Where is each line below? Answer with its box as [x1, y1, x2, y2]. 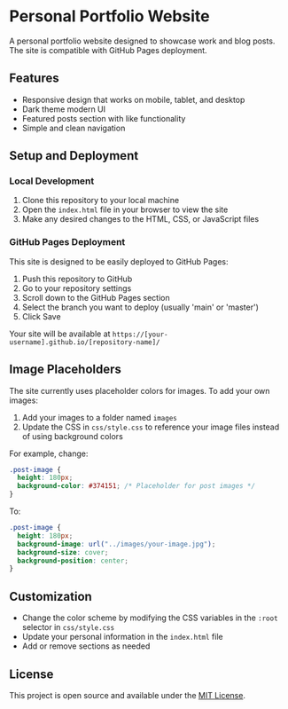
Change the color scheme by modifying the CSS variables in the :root [21, 612, 278, 623]
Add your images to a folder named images [21, 412, 177, 422]
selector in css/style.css [21, 622, 115, 633]
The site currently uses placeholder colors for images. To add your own [9, 385, 270, 396]
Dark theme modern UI [21, 104, 106, 114]
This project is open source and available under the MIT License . [9, 689, 246, 700]
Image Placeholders [9, 362, 122, 377]
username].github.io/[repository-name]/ [9, 337, 161, 347]
